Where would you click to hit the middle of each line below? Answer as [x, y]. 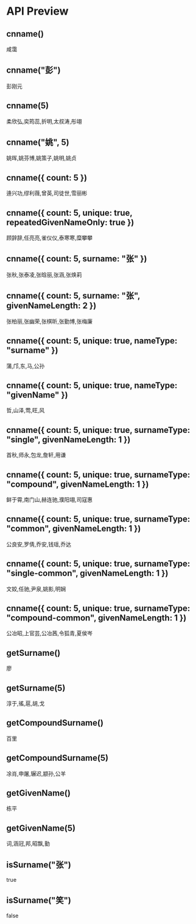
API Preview [37, 11]
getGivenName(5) [41, 828]
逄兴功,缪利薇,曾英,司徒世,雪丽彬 [47, 193]
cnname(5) [28, 106]
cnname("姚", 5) [38, 143]
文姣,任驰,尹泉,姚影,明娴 [36, 589]
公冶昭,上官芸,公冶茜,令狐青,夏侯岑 [50, 633]
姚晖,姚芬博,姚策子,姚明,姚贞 [42, 158]
